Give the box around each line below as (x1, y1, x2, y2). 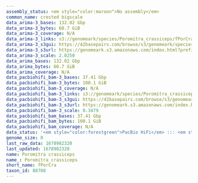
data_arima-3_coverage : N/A (6, 31, 75, 37)
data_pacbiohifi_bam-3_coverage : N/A (6, 86, 99, 91)
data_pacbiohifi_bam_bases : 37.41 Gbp (6, 113, 101, 119)
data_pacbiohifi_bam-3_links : (6, 91, 81, 97)
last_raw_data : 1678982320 (6, 140, 72, 146)
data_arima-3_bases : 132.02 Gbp (6, 19, 85, 25)
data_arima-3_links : (6, 36, 57, 42)
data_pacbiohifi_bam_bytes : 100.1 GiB (6, 119, 101, 125)
